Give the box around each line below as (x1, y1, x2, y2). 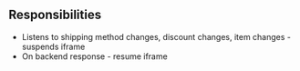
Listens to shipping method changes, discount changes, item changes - (21, 31, 292, 42)
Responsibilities (8, 7, 102, 23)
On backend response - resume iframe (21, 50, 168, 62)
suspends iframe (21, 41, 86, 52)
